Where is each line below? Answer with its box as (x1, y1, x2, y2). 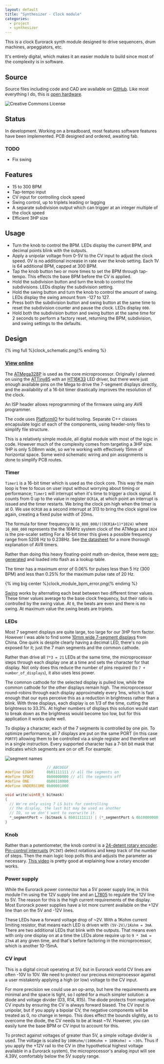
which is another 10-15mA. (5, 943, 59, 949)
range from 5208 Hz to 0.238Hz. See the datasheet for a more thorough (5, 536, 150, 542)
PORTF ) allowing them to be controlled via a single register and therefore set (5, 736, 156, 742)
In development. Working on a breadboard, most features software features (5, 128, 157, 134)
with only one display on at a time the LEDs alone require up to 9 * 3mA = (5, 933, 152, 938)
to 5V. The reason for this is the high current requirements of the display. (5, 897, 151, 903)
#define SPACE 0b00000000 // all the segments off (5, 774, 121, 780)
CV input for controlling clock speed (12, 194, 85, 200)
